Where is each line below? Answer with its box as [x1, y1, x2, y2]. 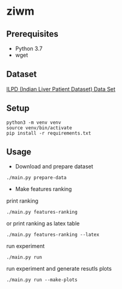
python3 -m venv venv [6, 119, 62, 126]
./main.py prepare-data [6, 175, 67, 181]
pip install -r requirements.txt [6, 130, 91, 136]
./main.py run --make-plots [6, 277, 78, 283]
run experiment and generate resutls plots [6, 265, 112, 272]
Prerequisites [6, 29, 59, 39]
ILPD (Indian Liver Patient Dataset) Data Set [6, 85, 116, 92]
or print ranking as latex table [6, 220, 80, 227]
